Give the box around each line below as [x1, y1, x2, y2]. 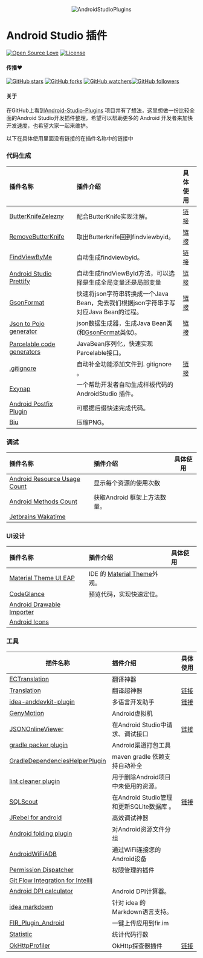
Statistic [9, 930, 33, 938]
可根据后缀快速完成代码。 [76, 403, 150, 412]
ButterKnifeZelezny [9, 212, 65, 220]
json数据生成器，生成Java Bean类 [76, 319, 173, 327]
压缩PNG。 [76, 418, 108, 426]
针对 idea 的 [111, 898, 146, 907]
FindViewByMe [9, 253, 53, 261]
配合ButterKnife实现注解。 [76, 212, 151, 220]
